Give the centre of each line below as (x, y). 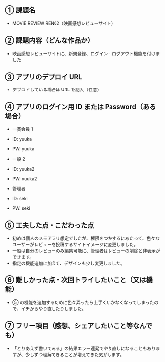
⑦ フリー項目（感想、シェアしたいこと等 (69, 326)
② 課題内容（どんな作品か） (50, 41)
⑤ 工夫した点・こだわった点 (50, 225)
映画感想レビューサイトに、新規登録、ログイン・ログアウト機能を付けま (86, 53)
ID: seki (20, 199)
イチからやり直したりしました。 (54, 308)
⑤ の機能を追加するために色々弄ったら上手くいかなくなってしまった (83, 302)
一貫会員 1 (23, 129)
